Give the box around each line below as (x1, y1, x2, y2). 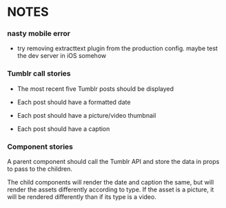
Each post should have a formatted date (17, 98, 131, 106)
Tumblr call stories (7, 69, 71, 79)
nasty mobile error (7, 29, 71, 39)
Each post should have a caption (17, 125, 110, 133)
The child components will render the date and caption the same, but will (7, 178, 214, 187)
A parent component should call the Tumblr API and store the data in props (7, 158, 220, 166)
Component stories (7, 142, 74, 152)
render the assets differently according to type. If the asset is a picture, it (7, 185, 214, 194)
